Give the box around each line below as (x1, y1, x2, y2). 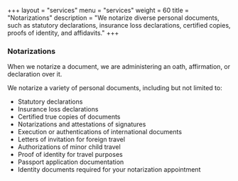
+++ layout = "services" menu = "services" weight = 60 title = (7, 6, 190, 14)
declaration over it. (7, 70, 63, 79)
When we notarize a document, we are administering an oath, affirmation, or (7, 62, 231, 71)
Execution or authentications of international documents (17, 128, 183, 136)
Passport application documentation (17, 158, 124, 166)
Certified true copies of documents (17, 113, 121, 121)
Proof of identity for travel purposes (17, 150, 123, 159)
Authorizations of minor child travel (17, 143, 121, 151)
